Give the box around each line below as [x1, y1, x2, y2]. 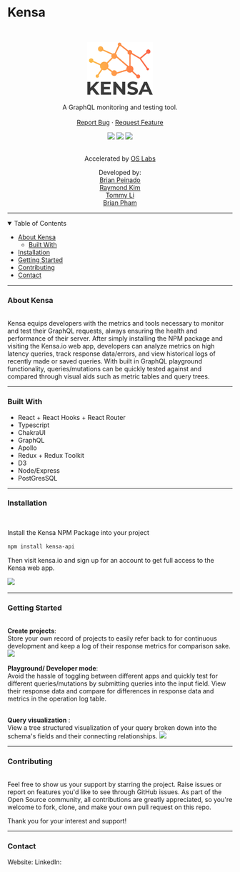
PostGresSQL [17, 473, 58, 482]
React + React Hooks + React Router [17, 413, 126, 421]
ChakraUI [17, 428, 46, 436]
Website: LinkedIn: [7, 858, 62, 866]
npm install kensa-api [7, 543, 75, 550]
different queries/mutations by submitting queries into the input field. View [7, 679, 226, 688]
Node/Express [17, 466, 61, 475]
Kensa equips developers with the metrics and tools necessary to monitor [7, 319, 224, 328]
